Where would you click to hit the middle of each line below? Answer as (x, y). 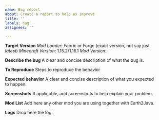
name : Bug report (23, 9)
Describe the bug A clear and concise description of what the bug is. (75, 60)
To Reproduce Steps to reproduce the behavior (53, 70)
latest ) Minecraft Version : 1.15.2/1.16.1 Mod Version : (56, 51)
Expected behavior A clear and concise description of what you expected (79, 79)
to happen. (16, 84)
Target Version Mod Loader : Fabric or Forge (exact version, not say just (77, 46)
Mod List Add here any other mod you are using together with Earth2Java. (80, 103)
